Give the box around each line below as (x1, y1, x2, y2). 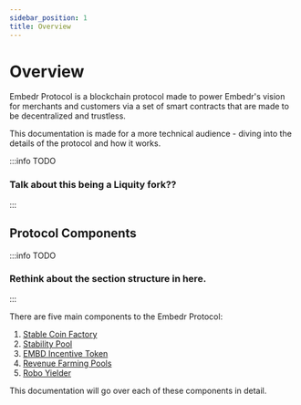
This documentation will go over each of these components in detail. (9, 385, 267, 396)
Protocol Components (9, 225, 137, 242)
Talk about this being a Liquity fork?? (9, 179, 177, 192)
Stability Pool (22, 338, 73, 349)
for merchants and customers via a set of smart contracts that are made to (9, 101, 290, 112)
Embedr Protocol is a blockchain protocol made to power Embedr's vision (9, 91, 285, 102)
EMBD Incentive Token (22, 348, 109, 358)
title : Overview (9, 22, 71, 31)
